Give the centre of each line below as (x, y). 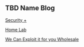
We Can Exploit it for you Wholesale (42, 39)
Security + (16, 20)
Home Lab (16, 30)
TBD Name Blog (30, 8)
